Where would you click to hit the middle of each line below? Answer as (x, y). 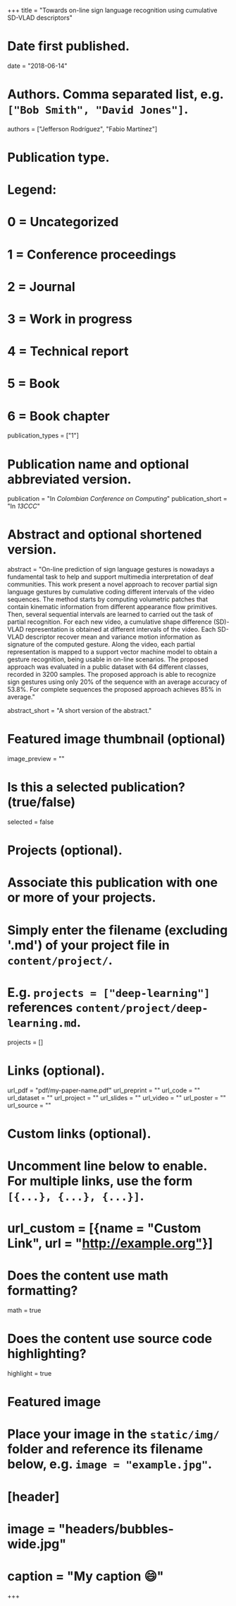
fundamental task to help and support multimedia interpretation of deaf (110, 577)
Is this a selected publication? (96, 787)
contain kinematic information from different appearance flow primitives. (112, 607)
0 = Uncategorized (63, 222)
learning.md (42, 1023)
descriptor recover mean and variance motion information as (114, 637)
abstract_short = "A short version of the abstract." (80, 711)
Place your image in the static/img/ (113, 1434)
